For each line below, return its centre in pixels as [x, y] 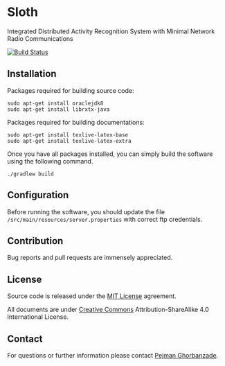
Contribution [35, 241]
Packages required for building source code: [71, 90]
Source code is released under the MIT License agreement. [92, 296]
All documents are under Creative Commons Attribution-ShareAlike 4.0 [108, 310]
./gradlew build [30, 174]
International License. [38, 317]
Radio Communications [40, 38]
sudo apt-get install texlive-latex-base [68, 135]
